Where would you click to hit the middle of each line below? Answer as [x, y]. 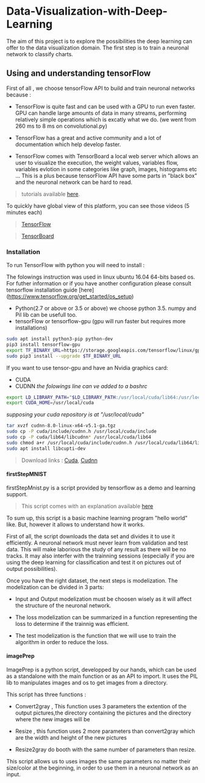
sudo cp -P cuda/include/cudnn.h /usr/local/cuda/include [81, 432]
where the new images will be [52, 719]
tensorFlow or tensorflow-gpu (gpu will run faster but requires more [100, 322]
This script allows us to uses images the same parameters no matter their [99, 762]
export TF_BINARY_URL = [35, 350]
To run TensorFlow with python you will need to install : [76, 265]
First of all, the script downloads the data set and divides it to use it [91, 536]
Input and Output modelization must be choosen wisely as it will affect [103, 599]
